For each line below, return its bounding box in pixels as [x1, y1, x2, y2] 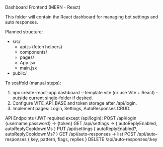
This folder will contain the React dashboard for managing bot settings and [5, 14, 158, 19]
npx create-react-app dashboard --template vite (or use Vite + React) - [12, 90, 158, 95]
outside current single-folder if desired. [12, 95, 93, 101]
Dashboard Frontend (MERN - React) [5, 4, 81, 10]
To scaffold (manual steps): [5, 80, 61, 86]
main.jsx [19, 65, 37, 71]
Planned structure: [5, 29, 43, 34]
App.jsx [19, 60, 36, 65]
